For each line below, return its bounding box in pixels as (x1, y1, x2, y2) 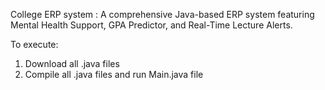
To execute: (10, 39, 59, 50)
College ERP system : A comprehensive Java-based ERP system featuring (10, 9, 315, 20)
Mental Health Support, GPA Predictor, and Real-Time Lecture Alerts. (10, 19, 293, 31)
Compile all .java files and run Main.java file (24, 69, 204, 80)
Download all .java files (24, 58, 120, 69)
